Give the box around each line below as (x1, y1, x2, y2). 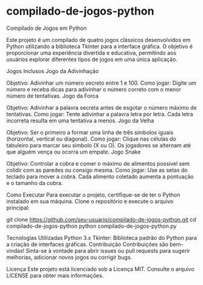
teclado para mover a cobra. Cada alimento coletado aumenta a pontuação (6, 172, 194, 180)
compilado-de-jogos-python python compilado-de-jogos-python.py (6, 222, 177, 230)
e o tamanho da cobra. (6, 179, 63, 186)
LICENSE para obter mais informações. (6, 272, 104, 279)
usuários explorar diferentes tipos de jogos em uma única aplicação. (6, 55, 178, 63)
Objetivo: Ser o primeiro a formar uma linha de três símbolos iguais (6, 128, 174, 136)
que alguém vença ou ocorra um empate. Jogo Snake (6, 148, 141, 155)
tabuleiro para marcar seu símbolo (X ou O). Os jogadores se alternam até (6, 141, 191, 149)
